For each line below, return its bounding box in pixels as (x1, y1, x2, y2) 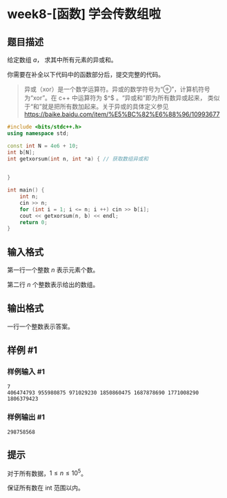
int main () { (7, 187, 45, 194)
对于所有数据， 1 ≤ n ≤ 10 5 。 (7, 468, 88, 477)
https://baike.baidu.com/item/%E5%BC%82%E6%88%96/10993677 (23, 110, 220, 118)
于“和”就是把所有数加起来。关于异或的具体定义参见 (23, 102, 169, 111)
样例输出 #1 (7, 412, 45, 422)
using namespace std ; (7, 129, 70, 137)
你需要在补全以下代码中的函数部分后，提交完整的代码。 (7, 71, 164, 78)
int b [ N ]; (7, 149, 36, 156)
